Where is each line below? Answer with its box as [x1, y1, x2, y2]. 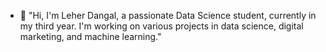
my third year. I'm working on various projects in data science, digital [19, 20, 304, 32]
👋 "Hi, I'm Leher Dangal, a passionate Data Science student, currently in [19, 10, 317, 21]
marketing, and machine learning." [19, 31, 162, 42]
